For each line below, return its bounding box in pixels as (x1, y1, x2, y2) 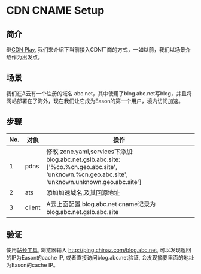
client (25, 203, 41, 212)
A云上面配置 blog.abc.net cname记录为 (46, 200, 156, 208)
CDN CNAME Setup (6, 4, 105, 17)
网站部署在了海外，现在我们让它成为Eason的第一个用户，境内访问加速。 (6, 97, 184, 104)
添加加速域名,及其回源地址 (46, 188, 120, 197)
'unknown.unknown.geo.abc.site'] (46, 177, 142, 186)
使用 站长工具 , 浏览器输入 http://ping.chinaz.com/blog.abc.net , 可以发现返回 (6, 246, 191, 254)
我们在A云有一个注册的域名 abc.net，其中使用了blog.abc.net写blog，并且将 (6, 89, 193, 97)
